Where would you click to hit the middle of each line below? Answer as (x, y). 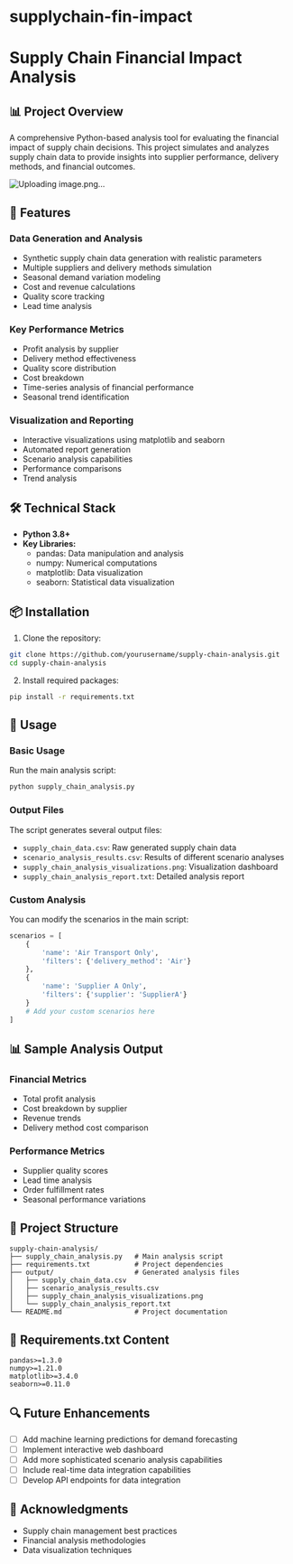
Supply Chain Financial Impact (126, 58)
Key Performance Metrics (67, 329)
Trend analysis (50, 478)
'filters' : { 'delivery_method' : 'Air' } (117, 961)
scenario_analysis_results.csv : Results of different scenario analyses (153, 857)
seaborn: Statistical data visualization (105, 582)
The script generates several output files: (86, 829)
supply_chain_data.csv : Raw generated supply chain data (129, 848)
